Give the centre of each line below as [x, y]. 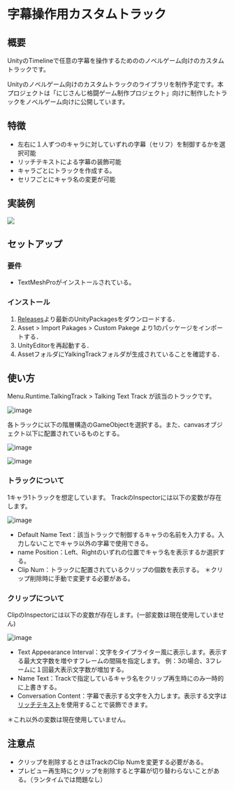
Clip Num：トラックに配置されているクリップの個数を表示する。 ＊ [114, 569]
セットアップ [35, 244]
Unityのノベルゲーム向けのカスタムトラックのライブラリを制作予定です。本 [115, 84]
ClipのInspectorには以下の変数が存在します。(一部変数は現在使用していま [113, 615]
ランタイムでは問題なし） [70, 779]
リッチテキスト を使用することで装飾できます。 [84, 704]
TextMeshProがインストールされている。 [76, 282]
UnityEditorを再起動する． [55, 345]
